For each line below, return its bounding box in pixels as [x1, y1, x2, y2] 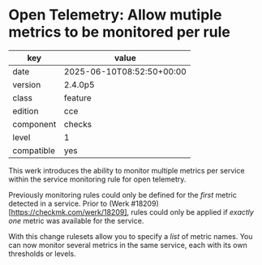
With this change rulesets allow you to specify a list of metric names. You [8, 231, 253, 241]
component [12, 118, 57, 130]
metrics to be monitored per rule [8, 23, 231, 41]
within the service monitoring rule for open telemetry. [8, 174, 187, 184]
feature [63, 92, 92, 103]
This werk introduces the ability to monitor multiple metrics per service [8, 165, 245, 175]
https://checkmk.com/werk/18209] [11, 207, 127, 216]
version [12, 79, 41, 90]
